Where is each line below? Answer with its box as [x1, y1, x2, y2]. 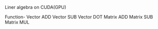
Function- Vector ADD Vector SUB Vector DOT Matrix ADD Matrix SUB [5, 14, 153, 19]
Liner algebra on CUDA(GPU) [5, 4, 67, 10]
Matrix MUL [5, 19, 30, 25]
